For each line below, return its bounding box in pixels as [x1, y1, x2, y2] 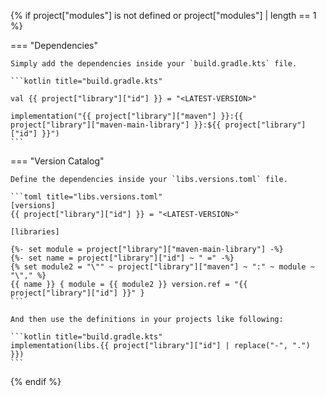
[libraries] [10, 227, 60, 237]
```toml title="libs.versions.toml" [10, 192, 163, 202]
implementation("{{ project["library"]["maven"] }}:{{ [10, 111, 244, 121]
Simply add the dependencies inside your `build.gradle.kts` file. [10, 59, 298, 69]
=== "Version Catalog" [10, 155, 105, 167]
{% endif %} [10, 376, 62, 387]
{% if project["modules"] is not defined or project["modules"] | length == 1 [10, 10, 317, 21]
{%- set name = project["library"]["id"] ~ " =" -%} [10, 253, 235, 263]
